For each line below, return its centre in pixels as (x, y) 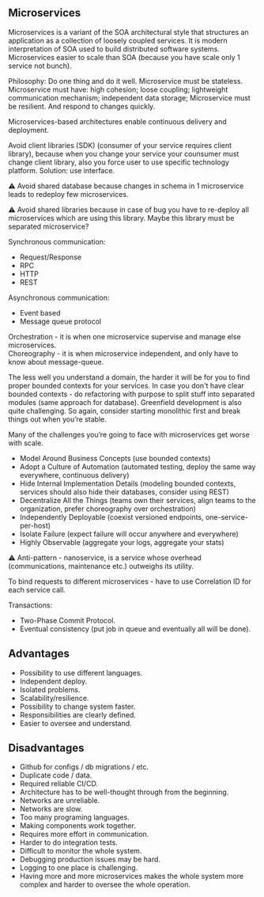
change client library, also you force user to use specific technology (119, 162)
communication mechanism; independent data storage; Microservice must (129, 97)
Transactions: (30, 605)
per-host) (35, 525)
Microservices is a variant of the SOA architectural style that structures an (128, 32)
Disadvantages (46, 748)
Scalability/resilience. (54, 698)
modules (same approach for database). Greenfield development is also (125, 402)
